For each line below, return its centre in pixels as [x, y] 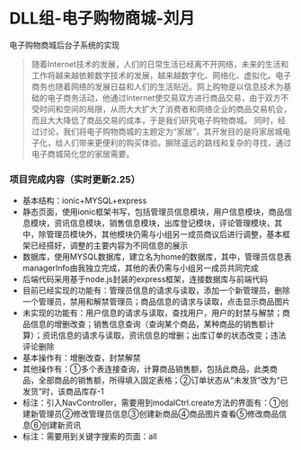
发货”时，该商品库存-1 [63, 392]
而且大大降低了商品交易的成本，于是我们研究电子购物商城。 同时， [155, 120]
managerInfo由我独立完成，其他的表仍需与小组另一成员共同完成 [140, 268]
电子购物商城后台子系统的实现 [64, 45]
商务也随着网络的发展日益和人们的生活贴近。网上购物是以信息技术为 [157, 86]
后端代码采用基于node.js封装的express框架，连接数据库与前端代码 [145, 279]
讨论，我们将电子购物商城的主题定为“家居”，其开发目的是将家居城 [161, 131]
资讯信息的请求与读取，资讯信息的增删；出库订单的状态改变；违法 [164, 335]
